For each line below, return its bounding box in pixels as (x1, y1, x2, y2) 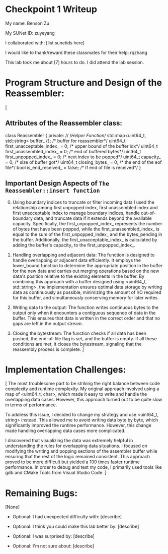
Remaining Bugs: (5, 487, 78, 499)
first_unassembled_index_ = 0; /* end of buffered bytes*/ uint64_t (5, 148, 141, 154)
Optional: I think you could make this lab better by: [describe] (12, 523, 139, 530)
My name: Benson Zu (5, 20, 49, 26)
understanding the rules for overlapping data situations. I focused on (5, 443, 147, 449)
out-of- (140, 210, 156, 216)
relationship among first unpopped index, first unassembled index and (12, 204, 158, 210)
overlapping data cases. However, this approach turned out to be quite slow (5, 397, 162, 403)
